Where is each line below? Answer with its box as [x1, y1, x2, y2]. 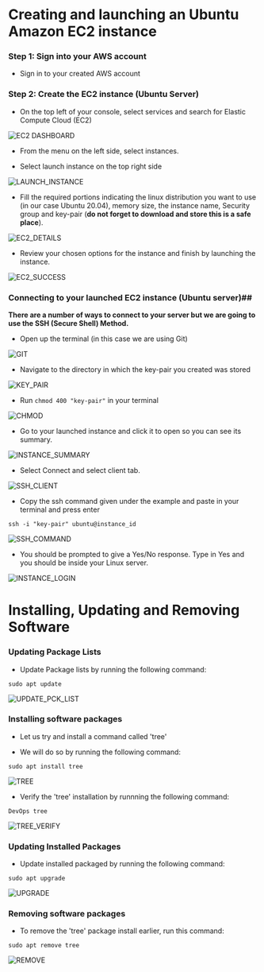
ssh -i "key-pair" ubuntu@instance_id [8, 521, 136, 529]
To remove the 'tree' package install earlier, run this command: [19, 926, 224, 935]
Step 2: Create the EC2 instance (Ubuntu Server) [8, 89, 200, 100]
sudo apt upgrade [8, 874, 66, 883]
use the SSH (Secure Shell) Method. [8, 319, 129, 328]
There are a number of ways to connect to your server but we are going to [8, 310, 256, 319]
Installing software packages [8, 714, 123, 725]
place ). [19, 217, 44, 227]
